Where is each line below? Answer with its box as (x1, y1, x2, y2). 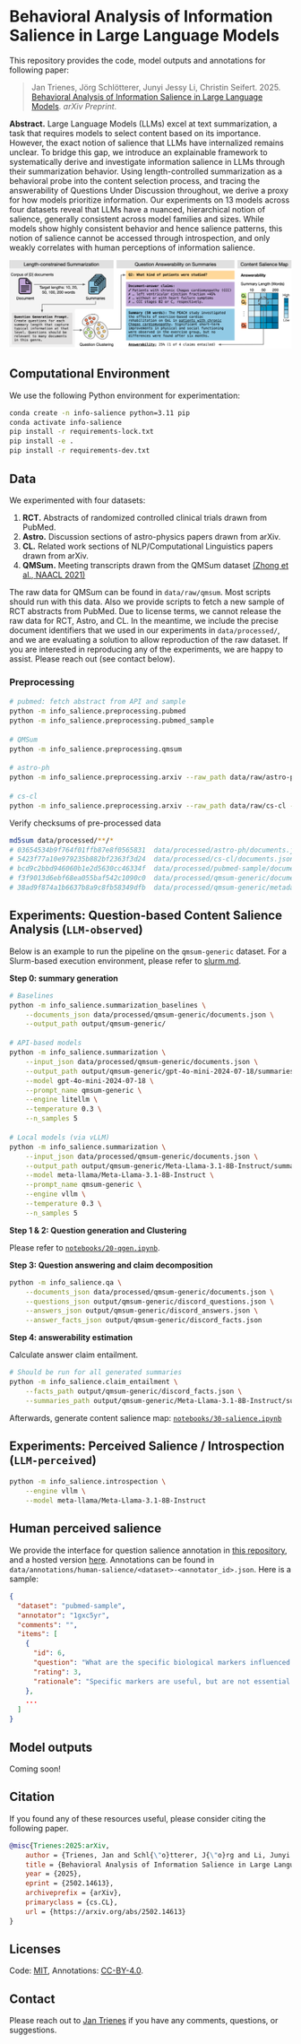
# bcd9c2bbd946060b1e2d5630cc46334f (9, 864, 146, 873)
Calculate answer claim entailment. (9, 1349, 139, 1360)
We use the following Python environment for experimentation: (9, 390, 240, 401)
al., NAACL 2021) (21, 569, 86, 580)
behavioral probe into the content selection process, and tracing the (9, 175, 261, 186)
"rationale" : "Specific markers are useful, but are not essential (32, 1676, 291, 1686)
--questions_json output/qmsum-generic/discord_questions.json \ (25, 1297, 275, 1306)
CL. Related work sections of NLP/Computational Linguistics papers (21, 541, 273, 551)
